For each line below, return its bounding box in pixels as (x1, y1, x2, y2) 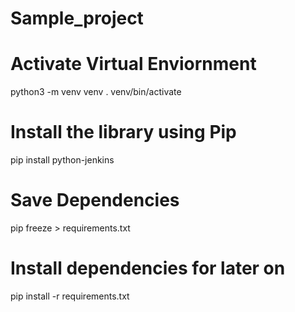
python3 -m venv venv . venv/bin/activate (10, 86, 182, 98)
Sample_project (10, 7, 144, 30)
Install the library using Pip (10, 121, 237, 144)
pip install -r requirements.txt (10, 290, 130, 302)
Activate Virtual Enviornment (10, 53, 257, 76)
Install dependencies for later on (10, 257, 286, 280)
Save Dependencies (10, 189, 180, 212)
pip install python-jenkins (10, 154, 115, 166)
